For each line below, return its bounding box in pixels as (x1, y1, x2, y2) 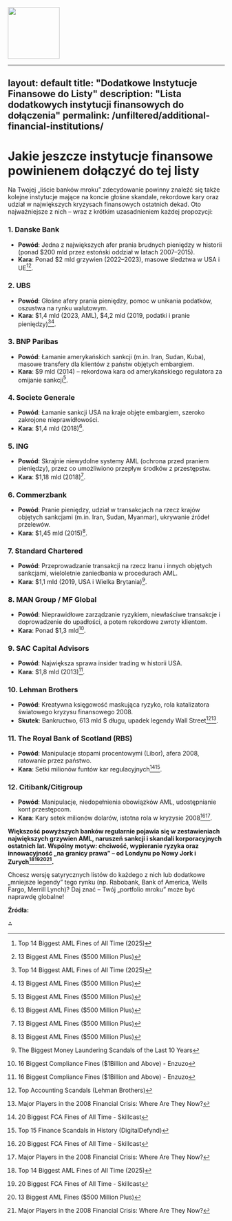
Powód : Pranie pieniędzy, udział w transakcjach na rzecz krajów (17, 506, 200, 514)
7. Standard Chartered (8, 546, 83, 556)
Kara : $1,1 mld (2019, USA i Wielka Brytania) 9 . (17, 576, 147, 585)
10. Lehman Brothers (8, 685, 78, 694)
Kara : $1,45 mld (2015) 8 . (17, 527, 88, 537)
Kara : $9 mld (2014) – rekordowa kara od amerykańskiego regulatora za (17, 367, 222, 375)
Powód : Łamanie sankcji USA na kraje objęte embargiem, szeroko (17, 408, 205, 416)
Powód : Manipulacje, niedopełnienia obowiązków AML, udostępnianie (17, 798, 217, 806)
